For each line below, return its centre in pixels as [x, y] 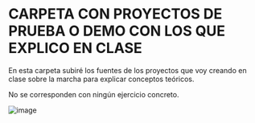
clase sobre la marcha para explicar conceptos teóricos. [101, 79]
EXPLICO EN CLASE [75, 48]
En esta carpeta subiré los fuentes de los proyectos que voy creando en [127, 70]
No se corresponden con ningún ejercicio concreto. [94, 94]
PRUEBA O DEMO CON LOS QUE [117, 31]
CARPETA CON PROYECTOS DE [115, 14]
